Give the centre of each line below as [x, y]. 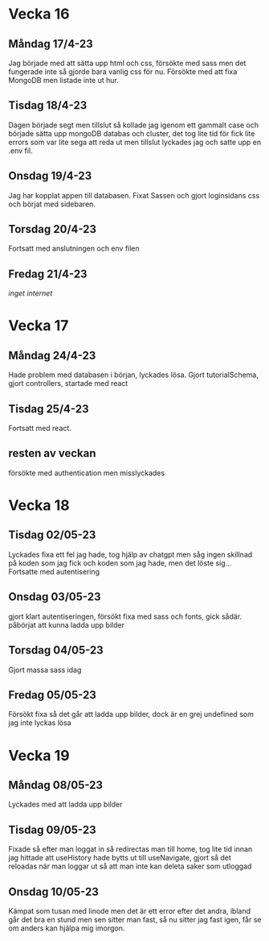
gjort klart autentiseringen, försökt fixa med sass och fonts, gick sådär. [125, 616]
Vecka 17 [39, 326]
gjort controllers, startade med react [68, 383]
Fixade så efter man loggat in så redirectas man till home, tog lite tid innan [130, 849]
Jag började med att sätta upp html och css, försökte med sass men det [127, 63]
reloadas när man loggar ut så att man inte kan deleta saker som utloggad [130, 866]
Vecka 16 [39, 14]
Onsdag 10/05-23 [53, 891]
